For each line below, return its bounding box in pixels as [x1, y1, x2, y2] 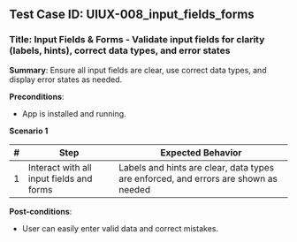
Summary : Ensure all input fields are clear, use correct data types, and [9, 64, 267, 75]
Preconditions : [9, 91, 65, 102]
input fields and [27, 172, 93, 185]
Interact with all [27, 161, 92, 173]
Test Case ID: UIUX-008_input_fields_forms [9, 7, 255, 22]
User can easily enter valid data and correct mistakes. [21, 223, 219, 233]
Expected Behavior [160, 146, 242, 158]
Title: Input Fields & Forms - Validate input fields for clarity [9, 34, 265, 46]
